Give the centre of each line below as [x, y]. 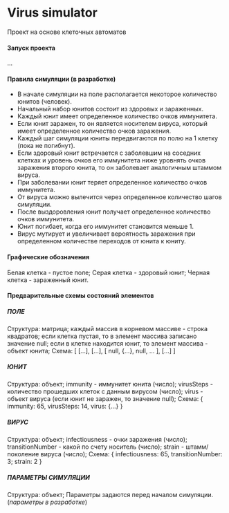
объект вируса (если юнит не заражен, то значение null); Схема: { [105, 399]
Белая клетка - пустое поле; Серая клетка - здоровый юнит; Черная [108, 272]
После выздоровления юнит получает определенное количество [114, 212]
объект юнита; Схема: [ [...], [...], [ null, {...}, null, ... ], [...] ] [91, 351]
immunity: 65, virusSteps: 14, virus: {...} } [65, 407]
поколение [23, 454]
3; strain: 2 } [25, 462]
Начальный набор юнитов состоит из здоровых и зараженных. [110, 109]
